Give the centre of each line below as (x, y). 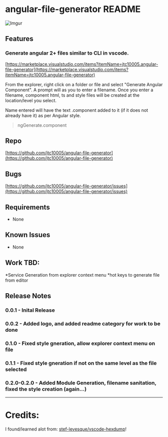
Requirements (27, 207)
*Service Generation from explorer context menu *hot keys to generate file (82, 275)
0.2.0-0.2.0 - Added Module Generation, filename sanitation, (81, 383)
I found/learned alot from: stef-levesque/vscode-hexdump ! (66, 429)
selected (16, 369)
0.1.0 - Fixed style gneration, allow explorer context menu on (80, 343)
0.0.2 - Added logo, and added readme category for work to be (83, 323)
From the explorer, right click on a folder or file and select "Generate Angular (84, 84)
